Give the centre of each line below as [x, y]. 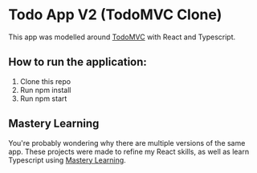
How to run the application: [78, 62]
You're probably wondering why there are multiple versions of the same [127, 143]
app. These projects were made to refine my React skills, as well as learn [129, 151]
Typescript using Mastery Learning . [67, 160]
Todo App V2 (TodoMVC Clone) [115, 15]
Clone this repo [45, 81]
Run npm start [43, 99]
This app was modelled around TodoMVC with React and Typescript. [122, 37]
